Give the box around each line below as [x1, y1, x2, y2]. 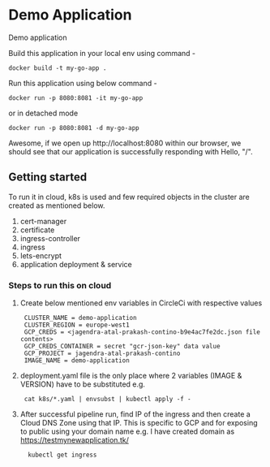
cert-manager [19, 216, 67, 226]
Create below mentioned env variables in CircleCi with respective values [19, 298, 263, 308]
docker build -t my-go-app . [8, 63, 107, 72]
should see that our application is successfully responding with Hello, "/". [8, 146, 253, 156]
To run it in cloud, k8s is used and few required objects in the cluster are [8, 192, 250, 201]
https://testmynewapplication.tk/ [19, 435, 130, 445]
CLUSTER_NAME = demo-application [24, 314, 137, 322]
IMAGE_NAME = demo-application [24, 357, 130, 365]
